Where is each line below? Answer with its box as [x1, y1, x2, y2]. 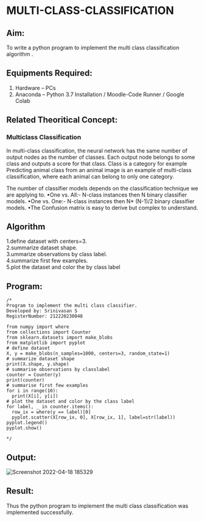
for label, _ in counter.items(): [6, 404, 94, 410]
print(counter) [6, 377, 45, 383]
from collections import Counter [6, 329, 91, 335]
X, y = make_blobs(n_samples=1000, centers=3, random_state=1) [6, 350, 171, 357]
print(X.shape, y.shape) [6, 361, 69, 367]
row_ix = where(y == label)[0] [12, 409, 91, 416]
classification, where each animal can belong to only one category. [6, 173, 175, 180]
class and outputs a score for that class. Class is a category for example [6, 159, 188, 167]
